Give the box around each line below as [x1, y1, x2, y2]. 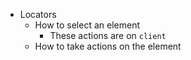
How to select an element [34, 19, 140, 31]
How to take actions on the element [34, 40, 182, 52]
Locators [19, 9, 57, 20]
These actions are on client [49, 30, 167, 41]
